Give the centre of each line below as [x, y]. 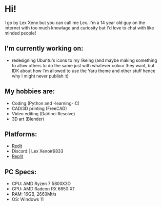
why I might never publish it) [40, 76]
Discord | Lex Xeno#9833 [38, 151]
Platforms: [21, 134]
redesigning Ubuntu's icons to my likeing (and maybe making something [84, 60]
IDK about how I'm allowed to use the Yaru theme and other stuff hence [83, 71]
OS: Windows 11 [28, 199]
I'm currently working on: [44, 48]
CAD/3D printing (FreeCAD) [39, 108]
